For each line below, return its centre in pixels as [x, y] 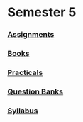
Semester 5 [42, 12]
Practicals [25, 72]
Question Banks [35, 91]
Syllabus [23, 111]
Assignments [31, 35]
